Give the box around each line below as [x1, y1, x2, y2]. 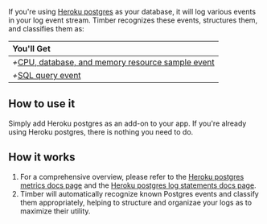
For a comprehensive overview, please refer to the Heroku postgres [19, 172, 244, 181]
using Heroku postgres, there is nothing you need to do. [8, 127, 194, 136]
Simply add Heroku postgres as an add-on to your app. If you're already [8, 118, 247, 128]
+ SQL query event [12, 70, 82, 81]
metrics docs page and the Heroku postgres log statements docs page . [19, 180, 257, 190]
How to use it [8, 97, 76, 111]
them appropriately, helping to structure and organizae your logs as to [19, 197, 252, 207]
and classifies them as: [8, 24, 84, 33]
